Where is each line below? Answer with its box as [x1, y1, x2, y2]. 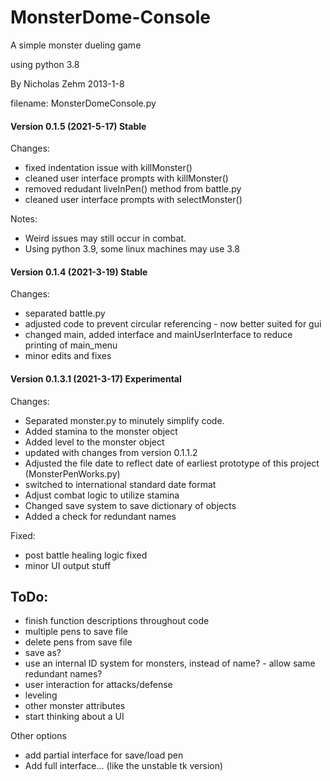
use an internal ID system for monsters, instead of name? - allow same [24, 657, 316, 670]
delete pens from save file [24, 636, 133, 648]
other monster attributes [24, 700, 126, 712]
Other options [10, 730, 67, 742]
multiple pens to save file [24, 626, 128, 638]
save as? [24, 647, 62, 659]
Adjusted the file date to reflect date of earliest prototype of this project [24, 457, 320, 469]
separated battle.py [24, 307, 106, 320]
